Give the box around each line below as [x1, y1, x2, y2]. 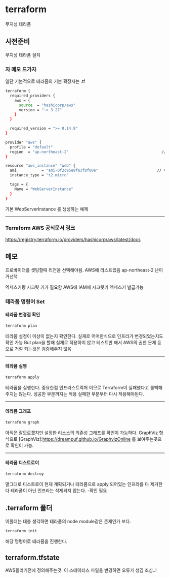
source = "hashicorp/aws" [18, 103, 76, 108]
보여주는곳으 [137, 436, 162, 442]
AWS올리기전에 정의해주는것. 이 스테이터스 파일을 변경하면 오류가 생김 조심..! [5, 567, 157, 573]
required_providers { [10, 93, 56, 98]
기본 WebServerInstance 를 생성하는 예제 [5, 206, 89, 212]
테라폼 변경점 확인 [5, 312, 40, 318]
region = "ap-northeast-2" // [10, 149, 166, 155]
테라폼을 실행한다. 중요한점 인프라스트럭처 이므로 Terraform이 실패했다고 [5, 384, 149, 390]
